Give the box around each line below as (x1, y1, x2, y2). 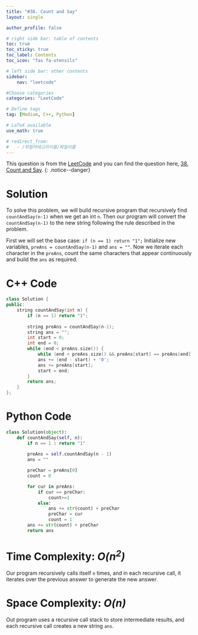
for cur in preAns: (27, 483, 75, 489)
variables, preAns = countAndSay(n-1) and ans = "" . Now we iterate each (6, 243, 184, 250)
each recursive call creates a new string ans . (6, 623, 114, 630)
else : (37, 500, 51, 506)
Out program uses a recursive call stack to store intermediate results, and (6, 616, 184, 623)
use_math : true (6, 128, 44, 134)
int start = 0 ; (27, 335, 65, 341)
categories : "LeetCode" (6, 95, 65, 101)
